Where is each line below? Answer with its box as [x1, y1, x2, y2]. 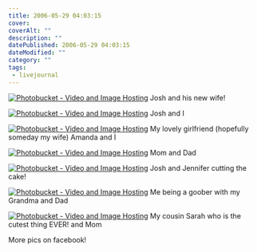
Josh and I [150, 108, 185, 118]
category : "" [8, 57, 52, 65]
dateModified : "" [8, 49, 66, 57]
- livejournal [11, 71, 59, 79]
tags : [8, 64, 26, 72]
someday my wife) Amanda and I [8, 132, 117, 142]
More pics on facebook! [8, 234, 87, 244]
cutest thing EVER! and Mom [8, 219, 102, 229]
